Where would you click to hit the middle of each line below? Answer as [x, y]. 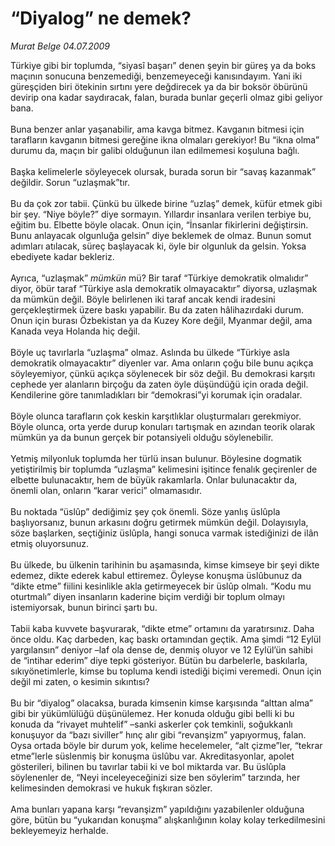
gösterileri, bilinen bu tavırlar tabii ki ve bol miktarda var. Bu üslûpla [148, 766]
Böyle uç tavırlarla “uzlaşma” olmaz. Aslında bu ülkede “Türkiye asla [150, 352]
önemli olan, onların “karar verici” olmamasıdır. [106, 490]
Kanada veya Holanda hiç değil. [75, 331]
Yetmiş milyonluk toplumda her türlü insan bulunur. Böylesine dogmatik [156, 458]
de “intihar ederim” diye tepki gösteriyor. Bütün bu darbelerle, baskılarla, [159, 660]
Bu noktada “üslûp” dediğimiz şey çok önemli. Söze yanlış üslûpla [145, 511]
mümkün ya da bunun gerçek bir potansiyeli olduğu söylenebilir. [142, 437]
